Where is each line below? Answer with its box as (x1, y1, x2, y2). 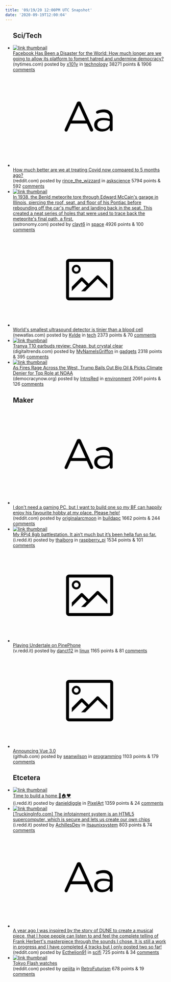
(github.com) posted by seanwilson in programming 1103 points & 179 (12, 753, 159, 759)
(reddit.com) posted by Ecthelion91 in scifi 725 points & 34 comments (12, 949, 159, 955)
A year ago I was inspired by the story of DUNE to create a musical (12, 927, 153, 933)
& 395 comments (12, 354, 49, 360)
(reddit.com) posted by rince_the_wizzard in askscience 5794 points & (12, 177, 161, 183)
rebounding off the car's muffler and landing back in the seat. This (12, 204, 153, 211)
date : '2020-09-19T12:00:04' (5, 12, 67, 17)
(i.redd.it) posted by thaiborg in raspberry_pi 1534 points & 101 (12, 536, 143, 543)
